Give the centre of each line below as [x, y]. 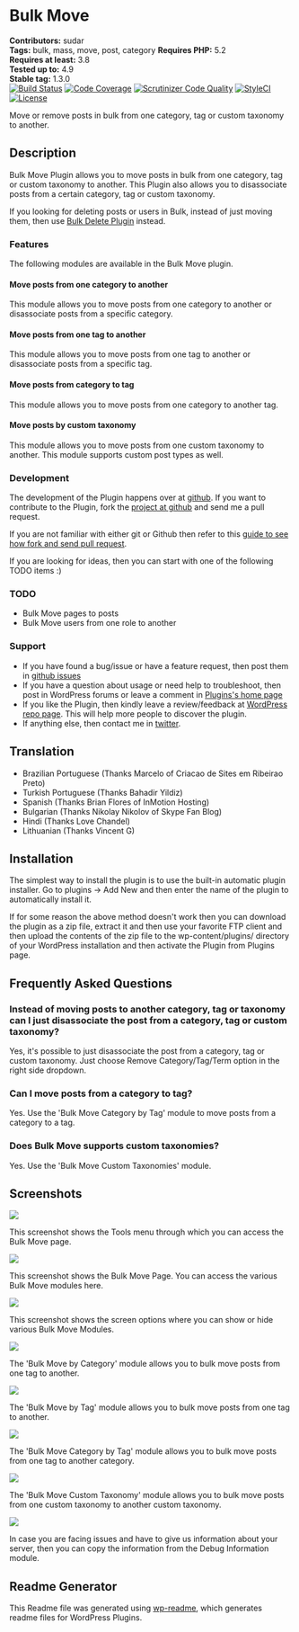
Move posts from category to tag [72, 385]
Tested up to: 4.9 [42, 69]
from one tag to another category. [72, 1461]
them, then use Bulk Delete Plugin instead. [88, 220]
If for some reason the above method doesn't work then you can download [148, 917]
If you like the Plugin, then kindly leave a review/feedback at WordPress [155, 704]
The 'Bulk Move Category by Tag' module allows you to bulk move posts [143, 1451]
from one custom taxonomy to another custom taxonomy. [115, 1505]
